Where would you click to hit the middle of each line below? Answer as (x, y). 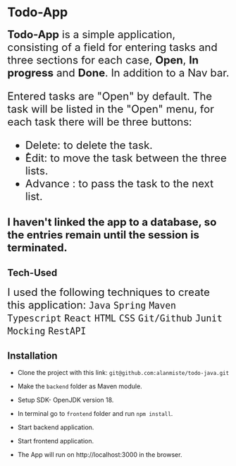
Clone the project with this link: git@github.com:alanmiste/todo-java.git (123, 372)
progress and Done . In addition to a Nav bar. (118, 73)
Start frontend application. (56, 441)
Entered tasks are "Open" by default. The (110, 96)
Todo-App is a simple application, (92, 34)
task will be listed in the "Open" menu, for (111, 109)
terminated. (38, 248)
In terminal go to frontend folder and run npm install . (95, 413)
